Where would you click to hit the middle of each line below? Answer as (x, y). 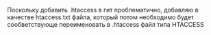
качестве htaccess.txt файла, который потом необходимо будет (100, 17)
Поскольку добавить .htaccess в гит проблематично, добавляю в (103, 10)
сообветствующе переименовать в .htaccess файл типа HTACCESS (105, 24)
